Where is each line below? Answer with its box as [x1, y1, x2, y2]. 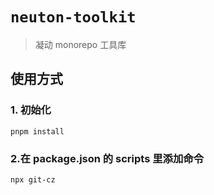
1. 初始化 [10, 103, 52, 117]
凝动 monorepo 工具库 [34, 38, 127, 50]
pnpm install [10, 126, 65, 137]
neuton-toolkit [10, 8, 137, 27]
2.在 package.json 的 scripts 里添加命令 [10, 151, 205, 165]
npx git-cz [10, 174, 56, 185]
